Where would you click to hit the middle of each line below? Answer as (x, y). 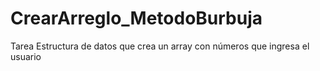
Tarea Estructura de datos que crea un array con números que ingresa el (160, 46)
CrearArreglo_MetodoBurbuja (136, 18)
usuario (26, 56)
